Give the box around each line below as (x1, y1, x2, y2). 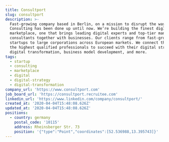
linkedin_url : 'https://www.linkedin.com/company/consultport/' (5, 96, 143, 101)
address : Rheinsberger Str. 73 (14, 124, 80, 129)
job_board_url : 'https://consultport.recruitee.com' (5, 92, 118, 97)
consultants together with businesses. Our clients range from (10, 36, 145, 41)
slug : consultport (5, 12, 44, 17)
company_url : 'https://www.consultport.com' (5, 87, 100, 92)
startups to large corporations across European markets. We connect (10, 40, 158, 45)
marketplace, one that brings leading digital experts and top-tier (10, 31, 156, 36)
